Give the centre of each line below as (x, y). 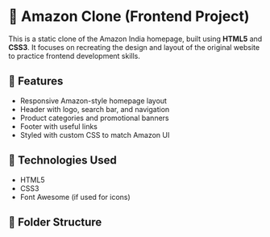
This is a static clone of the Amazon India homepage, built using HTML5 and (135, 39)
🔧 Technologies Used (62, 160)
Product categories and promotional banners (94, 118)
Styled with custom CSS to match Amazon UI (95, 135)
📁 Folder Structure (55, 222)
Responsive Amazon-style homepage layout (93, 101)
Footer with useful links (59, 126)
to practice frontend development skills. (75, 56)
